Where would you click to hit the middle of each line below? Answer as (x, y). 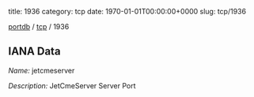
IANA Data (34, 52)
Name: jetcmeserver (42, 70)
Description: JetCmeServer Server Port (72, 85)
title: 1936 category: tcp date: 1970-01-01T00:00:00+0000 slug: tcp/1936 (127, 11)
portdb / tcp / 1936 (39, 26)
